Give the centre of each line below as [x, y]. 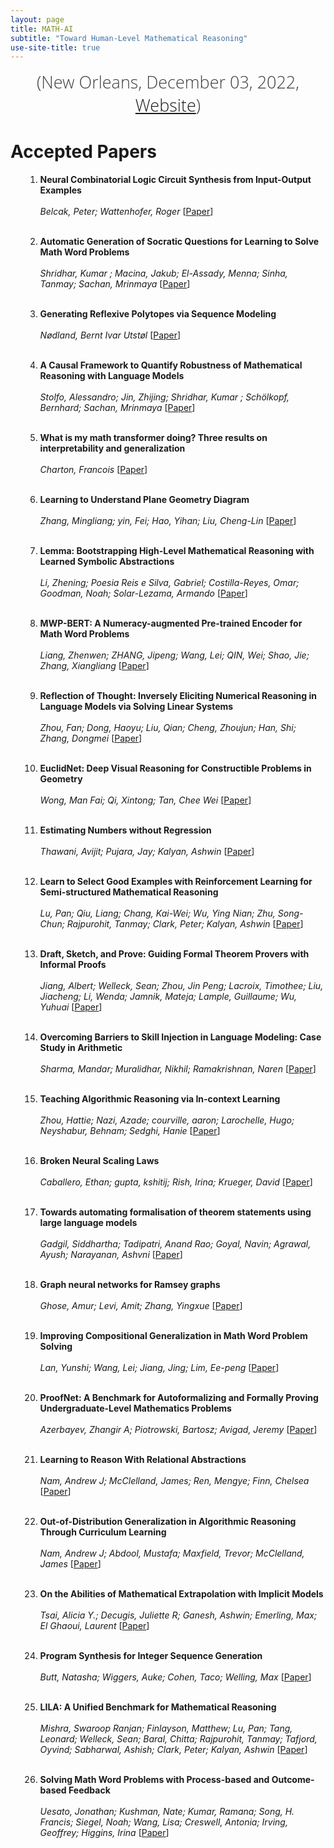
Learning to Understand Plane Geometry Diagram [144, 500]
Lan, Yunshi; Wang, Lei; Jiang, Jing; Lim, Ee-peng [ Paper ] [159, 1368]
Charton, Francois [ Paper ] [93, 470]
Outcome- [293, 1780]
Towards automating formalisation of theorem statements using [175, 1212]
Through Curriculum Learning [103, 1532]
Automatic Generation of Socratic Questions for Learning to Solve [179, 242]
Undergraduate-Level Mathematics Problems [135, 1408]
